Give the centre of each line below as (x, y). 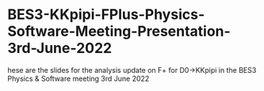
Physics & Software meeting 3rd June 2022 (78, 78)
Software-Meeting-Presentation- (119, 31)
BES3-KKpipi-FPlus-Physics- (106, 15)
